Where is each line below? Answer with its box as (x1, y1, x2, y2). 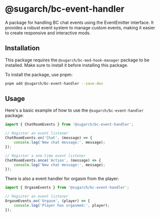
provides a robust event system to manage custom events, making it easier (5, 24, 156, 30)
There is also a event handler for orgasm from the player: (5, 176, 119, 181)
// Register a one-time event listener (5, 153, 86, 158)
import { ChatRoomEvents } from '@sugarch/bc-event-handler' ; (5, 122, 134, 127)
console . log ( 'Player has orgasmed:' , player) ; (14, 203, 110, 208)
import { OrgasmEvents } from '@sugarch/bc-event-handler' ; (5, 185, 130, 190)
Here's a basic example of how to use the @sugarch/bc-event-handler (5, 107, 144, 113)
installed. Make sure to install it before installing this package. (5, 62, 128, 68)
